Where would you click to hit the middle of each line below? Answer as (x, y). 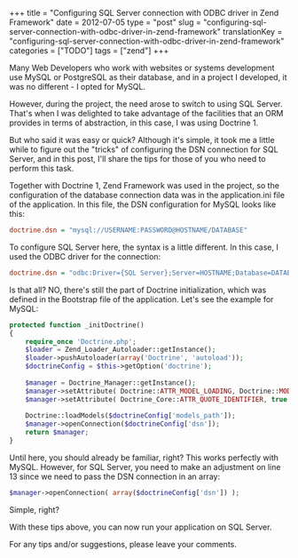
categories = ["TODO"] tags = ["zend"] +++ (89, 51)
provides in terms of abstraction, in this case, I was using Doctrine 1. (134, 123)
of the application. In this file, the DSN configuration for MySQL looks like (143, 204)
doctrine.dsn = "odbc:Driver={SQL (73, 273)
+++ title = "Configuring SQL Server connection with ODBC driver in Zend (144, 13)
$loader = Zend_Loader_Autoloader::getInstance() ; (121, 350)
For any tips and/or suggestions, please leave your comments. (123, 544)
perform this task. (42, 168)
